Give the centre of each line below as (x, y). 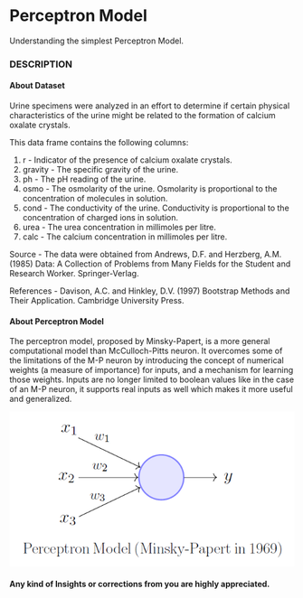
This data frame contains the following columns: (99, 143)
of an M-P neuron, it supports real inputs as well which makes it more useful (151, 389)
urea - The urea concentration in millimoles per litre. (119, 228)
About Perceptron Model (57, 321)
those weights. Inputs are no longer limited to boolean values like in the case (152, 379)
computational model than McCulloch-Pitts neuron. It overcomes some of (146, 351)
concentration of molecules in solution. (95, 199)
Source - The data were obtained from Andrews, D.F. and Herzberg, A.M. (146, 255)
